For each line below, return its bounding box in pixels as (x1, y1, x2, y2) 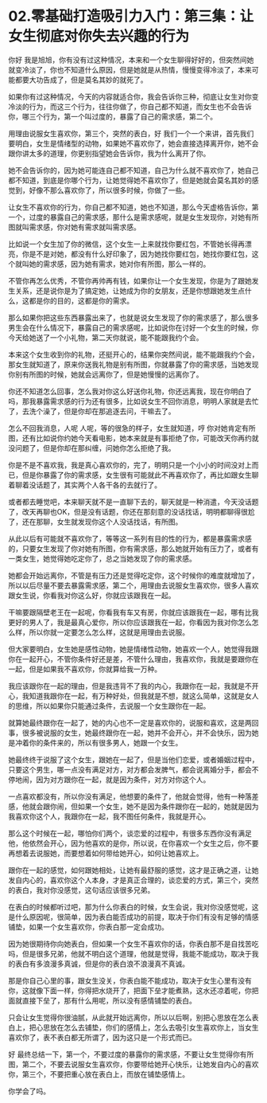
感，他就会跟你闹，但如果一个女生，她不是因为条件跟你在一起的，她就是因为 (8, 801, 259, 811)
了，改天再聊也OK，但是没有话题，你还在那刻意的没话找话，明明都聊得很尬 (8, 507, 256, 516)
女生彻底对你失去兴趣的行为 (8, 27, 190, 45)
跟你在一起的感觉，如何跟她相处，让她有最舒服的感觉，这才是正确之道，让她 (8, 865, 259, 874)
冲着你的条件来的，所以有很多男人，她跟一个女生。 (14, 737, 183, 747)
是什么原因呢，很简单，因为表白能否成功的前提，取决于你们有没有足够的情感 (8, 912, 259, 921)
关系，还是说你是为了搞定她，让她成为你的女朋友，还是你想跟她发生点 (14, 286, 245, 295)
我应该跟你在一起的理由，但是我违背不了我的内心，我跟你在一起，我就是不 (8, 681, 252, 690)
